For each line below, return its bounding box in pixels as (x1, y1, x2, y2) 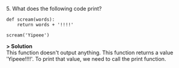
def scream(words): (6, 17, 55, 23)
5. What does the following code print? (6, 5, 102, 12)
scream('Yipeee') (6, 32, 50, 38)
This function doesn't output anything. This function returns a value (6, 49, 174, 56)
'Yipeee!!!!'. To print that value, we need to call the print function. (6, 55, 166, 62)
